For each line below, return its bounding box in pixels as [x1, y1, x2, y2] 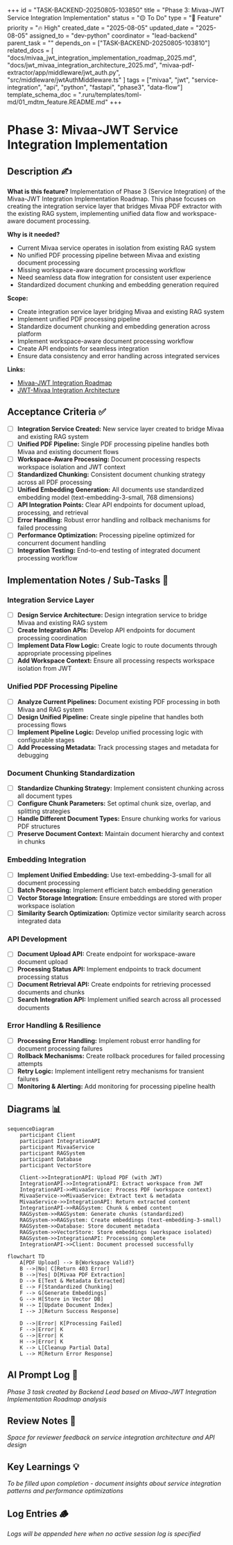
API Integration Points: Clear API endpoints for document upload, [17, 501, 206, 509]
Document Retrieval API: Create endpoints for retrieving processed [17, 980, 212, 989]
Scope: [7, 294, 28, 302]
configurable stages [17, 735, 75, 744]
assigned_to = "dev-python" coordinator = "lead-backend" [29, 31, 198, 40]
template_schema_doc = [7, 90, 78, 99]
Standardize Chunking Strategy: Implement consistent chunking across [17, 784, 225, 792]
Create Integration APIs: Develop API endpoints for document [17, 626, 196, 635]
